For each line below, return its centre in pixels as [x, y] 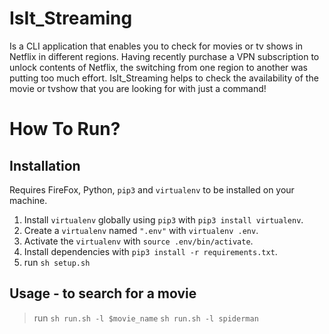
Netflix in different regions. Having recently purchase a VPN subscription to [164, 56]
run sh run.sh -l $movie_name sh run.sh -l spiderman [146, 318]
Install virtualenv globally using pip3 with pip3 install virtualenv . [163, 219]
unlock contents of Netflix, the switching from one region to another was [159, 67]
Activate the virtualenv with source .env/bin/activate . [138, 241]
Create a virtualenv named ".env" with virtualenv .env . [141, 230]
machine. [28, 200]
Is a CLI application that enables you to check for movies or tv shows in [156, 46]
